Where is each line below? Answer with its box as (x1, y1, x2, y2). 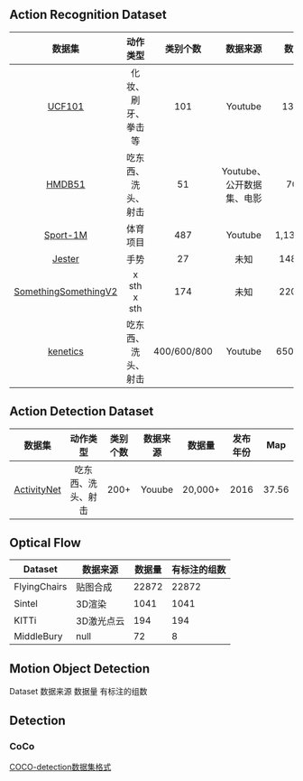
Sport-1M (43, 228, 87, 241)
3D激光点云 (76, 615, 124, 628)
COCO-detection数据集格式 (9, 761, 112, 772)
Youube (141, 483, 174, 496)
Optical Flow (9, 535, 81, 551)
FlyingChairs (14, 581, 68, 593)
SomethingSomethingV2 (14, 284, 118, 297)
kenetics (48, 345, 84, 358)
